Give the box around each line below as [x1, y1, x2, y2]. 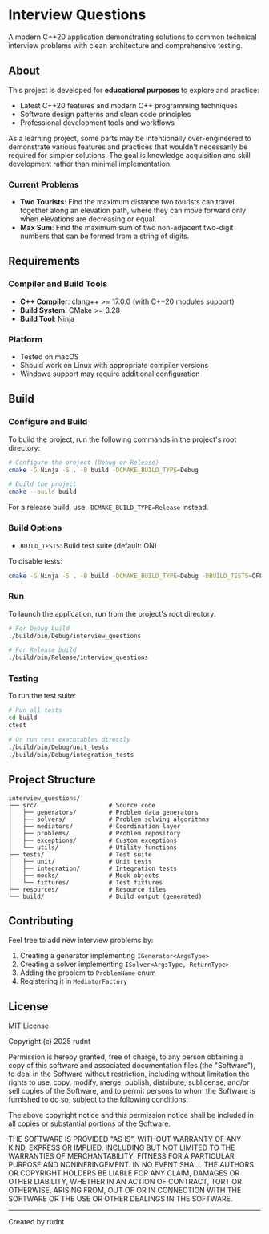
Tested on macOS [19, 352, 79, 362]
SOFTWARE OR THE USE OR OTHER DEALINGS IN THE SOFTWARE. [8, 1194, 233, 1204]
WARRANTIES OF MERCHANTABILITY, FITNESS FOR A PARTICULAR [8, 1151, 235, 1161]
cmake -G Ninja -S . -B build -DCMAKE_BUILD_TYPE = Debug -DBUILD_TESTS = [8, 572, 252, 580]
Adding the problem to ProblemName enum [19, 968, 156, 977]
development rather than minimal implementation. [8, 159, 172, 168]
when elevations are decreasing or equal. [19, 214, 157, 224]
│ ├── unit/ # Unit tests [8, 857, 152, 865]
